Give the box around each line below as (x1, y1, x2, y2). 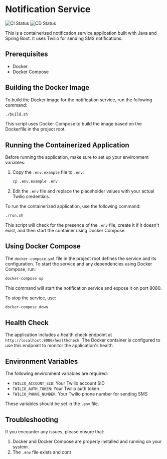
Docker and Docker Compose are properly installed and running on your (12, 438, 162, 444)
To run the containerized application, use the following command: (5, 203, 141, 210)
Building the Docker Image (5, 83, 90, 92)
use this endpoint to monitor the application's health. (5, 343, 114, 349)
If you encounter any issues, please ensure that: (5, 429, 105, 434)
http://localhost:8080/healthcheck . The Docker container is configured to (5, 337, 160, 343)
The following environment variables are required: (5, 370, 108, 376)
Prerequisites (5, 50, 48, 58)
